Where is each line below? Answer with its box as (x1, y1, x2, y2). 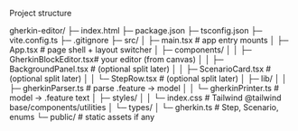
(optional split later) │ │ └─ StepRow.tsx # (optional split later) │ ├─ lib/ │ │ (9, 73, 287, 84)
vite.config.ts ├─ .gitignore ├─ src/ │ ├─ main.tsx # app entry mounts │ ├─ (9, 35, 289, 45)
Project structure (9, 8, 72, 18)
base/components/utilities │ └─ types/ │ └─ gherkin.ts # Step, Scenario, (9, 102, 279, 112)
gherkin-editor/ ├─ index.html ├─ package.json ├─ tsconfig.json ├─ (9, 25, 263, 35)
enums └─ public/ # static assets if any (9, 112, 155, 122)
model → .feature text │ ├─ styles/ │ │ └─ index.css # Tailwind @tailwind (9, 92, 282, 103)
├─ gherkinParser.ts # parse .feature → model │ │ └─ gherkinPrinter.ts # (9, 83, 280, 93)
